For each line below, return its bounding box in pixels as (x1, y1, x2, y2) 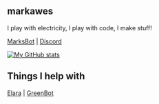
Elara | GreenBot (7, 89, 54, 97)
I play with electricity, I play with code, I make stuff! (7, 23, 153, 32)
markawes (7, 6, 54, 17)
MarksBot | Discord (7, 37, 62, 45)
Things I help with (7, 70, 85, 82)
